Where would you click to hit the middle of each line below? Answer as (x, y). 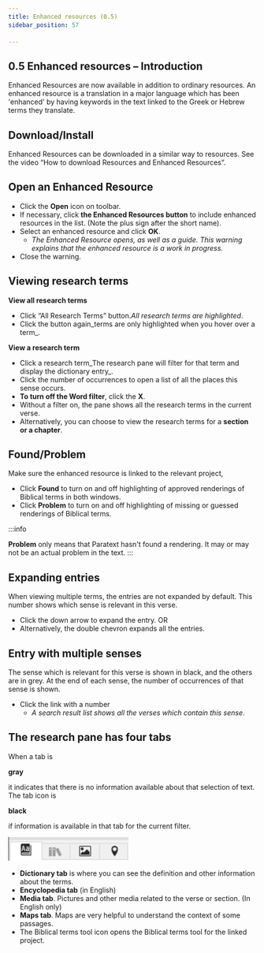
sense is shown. (34, 689)
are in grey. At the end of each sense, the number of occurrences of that (126, 681)
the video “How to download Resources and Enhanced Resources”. (117, 162)
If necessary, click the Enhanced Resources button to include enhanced (138, 214)
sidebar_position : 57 (44, 25)
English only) (41, 906)
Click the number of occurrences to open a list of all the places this (128, 379)
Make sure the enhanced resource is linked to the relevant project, (116, 474)
